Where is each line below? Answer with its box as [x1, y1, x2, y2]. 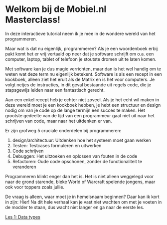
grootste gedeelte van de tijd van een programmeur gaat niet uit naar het [5, 112, 155, 118]
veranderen [12, 164, 36, 170]
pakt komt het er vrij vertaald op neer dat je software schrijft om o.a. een [5, 51, 154, 57]
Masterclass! [5, 14, 61, 25]
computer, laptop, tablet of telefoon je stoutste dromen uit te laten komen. [5, 56, 157, 62]
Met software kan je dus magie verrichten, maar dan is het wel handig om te [5, 66, 162, 72]
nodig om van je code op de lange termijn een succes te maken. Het [5, 107, 146, 113]
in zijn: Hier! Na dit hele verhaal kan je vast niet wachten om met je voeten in [5, 199, 162, 205]
